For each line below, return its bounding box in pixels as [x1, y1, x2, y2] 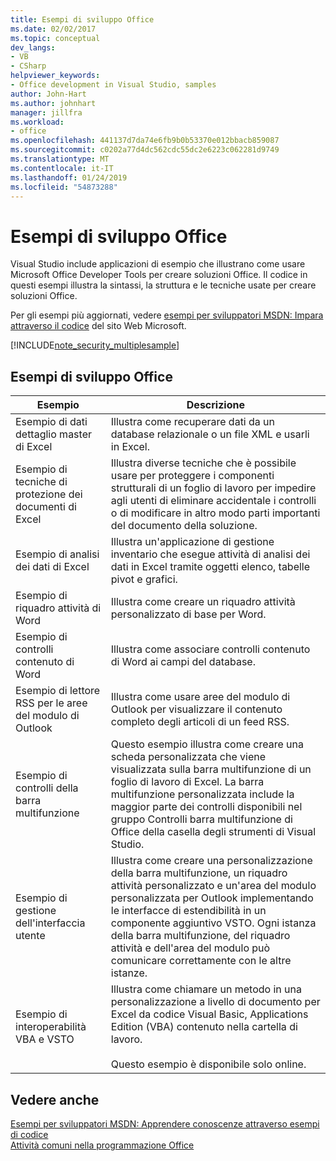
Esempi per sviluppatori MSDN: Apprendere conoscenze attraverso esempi [10, 1117, 320, 1130]
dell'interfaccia [15, 916, 86, 930]
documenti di [15, 500, 77, 514]
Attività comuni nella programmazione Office [10, 1139, 195, 1151]
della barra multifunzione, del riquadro [110, 929, 291, 943]
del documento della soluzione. [110, 519, 258, 533]
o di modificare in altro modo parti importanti [110, 506, 321, 520]
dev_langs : [10, 42, 56, 53]
